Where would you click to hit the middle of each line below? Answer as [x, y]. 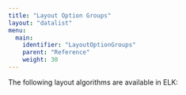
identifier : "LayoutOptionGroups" [79, 45]
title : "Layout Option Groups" [60, 15]
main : [25, 38]
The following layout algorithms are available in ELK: [93, 82]
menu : [17, 30]
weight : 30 [40, 60]
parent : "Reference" [56, 52]
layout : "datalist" [40, 23]
